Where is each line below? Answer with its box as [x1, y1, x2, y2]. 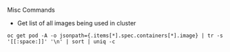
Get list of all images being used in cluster [17, 19, 136, 27]
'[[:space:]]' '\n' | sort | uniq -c [7, 38, 116, 45]
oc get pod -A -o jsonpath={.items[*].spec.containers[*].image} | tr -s [7, 32, 224, 39]
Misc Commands [7, 6, 55, 14]
